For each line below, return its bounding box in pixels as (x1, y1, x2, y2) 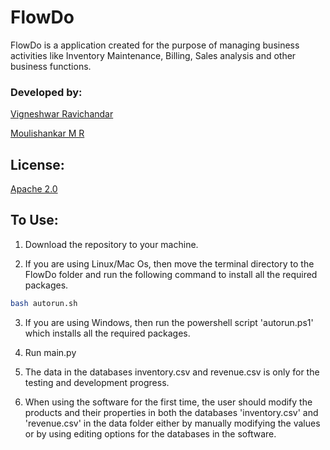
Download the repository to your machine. (24, 238, 199, 250)
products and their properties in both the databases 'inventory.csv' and (24, 406, 319, 418)
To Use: (10, 212, 59, 229)
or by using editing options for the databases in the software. (24, 427, 277, 440)
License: (10, 156, 65, 173)
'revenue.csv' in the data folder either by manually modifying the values (24, 417, 321, 429)
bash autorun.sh (10, 298, 78, 308)
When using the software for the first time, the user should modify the (24, 396, 313, 408)
